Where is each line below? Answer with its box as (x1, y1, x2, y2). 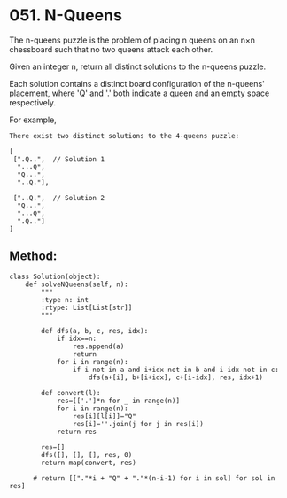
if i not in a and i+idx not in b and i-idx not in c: (72, 365, 279, 374)
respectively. (9, 97, 56, 107)
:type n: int (41, 295, 89, 304)
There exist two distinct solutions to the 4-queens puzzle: (9, 131, 240, 140)
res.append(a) (72, 342, 125, 351)
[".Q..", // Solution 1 (12, 154, 105, 164)
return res (56, 427, 97, 436)
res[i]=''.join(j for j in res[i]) (72, 419, 204, 428)
